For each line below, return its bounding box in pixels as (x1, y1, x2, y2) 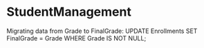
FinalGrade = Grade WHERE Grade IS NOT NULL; (6, 34, 147, 42)
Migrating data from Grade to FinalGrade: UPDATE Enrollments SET (6, 27, 198, 35)
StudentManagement (6, 4, 132, 20)
